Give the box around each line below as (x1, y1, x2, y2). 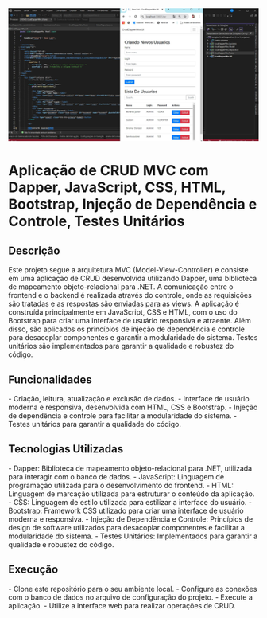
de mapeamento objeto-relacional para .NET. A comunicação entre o (8, 282, 234, 291)
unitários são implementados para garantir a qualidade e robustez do (8, 342, 234, 351)
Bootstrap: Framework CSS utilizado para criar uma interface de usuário (8, 506, 244, 515)
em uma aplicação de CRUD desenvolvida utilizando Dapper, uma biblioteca (8, 274, 257, 284)
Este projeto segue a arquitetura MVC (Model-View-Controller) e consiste (8, 265, 249, 275)
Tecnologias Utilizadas (8, 442, 124, 456)
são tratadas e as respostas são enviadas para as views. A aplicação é (8, 299, 240, 309)
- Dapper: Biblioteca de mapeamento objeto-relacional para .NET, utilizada (8, 463, 253, 473)
